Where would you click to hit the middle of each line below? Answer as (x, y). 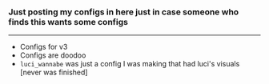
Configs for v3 (44, 47)
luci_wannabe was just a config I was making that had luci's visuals (130, 64)
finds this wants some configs (68, 22)
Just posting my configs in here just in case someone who (124, 12)
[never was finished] (54, 72)
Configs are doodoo (53, 55)
